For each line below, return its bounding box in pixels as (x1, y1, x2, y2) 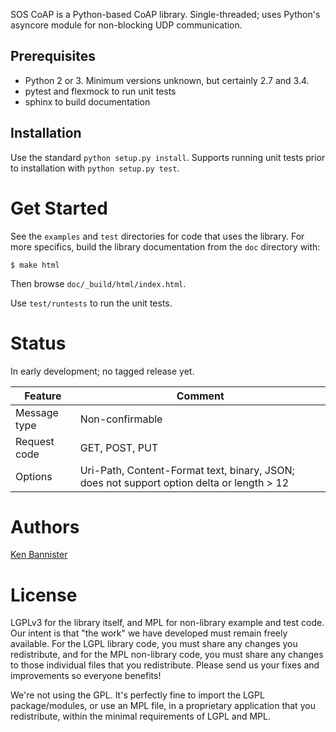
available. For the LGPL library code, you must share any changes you (10, 638, 298, 650)
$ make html (10, 260, 60, 270)
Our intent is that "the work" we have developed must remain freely (10, 627, 288, 639)
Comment (176, 389, 225, 403)
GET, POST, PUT (79, 440, 159, 454)
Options (15, 469, 53, 483)
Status (10, 332, 67, 354)
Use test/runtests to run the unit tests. (10, 297, 173, 309)
